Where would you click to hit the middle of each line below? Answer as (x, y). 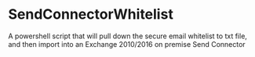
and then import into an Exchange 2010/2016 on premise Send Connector (127, 44)
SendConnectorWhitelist (91, 14)
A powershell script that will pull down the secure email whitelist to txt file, (127, 36)
